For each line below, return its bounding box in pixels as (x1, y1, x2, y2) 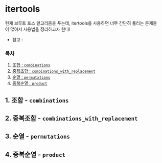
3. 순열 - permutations (5, 132, 70, 141)
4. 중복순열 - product (5, 150, 66, 159)
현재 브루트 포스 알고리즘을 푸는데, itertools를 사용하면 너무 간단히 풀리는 (5, 20, 144, 26)
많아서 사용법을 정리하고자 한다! (10, 26, 70, 32)
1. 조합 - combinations (5, 96, 69, 104)
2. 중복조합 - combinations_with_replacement (5, 114, 138, 122)
